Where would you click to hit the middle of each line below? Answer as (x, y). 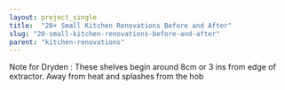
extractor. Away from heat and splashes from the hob (107, 77)
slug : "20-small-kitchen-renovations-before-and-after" (115, 34)
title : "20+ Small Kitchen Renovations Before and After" (121, 26)
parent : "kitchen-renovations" (67, 42)
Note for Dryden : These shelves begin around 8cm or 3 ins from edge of (143, 67)
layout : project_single (53, 17)
